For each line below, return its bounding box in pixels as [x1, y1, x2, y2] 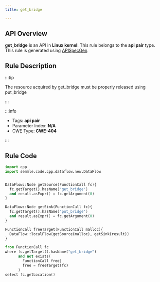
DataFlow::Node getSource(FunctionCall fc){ [5, 182, 97, 187]
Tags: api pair [12, 118, 40, 123]
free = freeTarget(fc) [22, 263, 69, 268]
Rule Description [5, 61, 57, 70]
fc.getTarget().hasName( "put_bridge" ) [9, 209, 89, 214]
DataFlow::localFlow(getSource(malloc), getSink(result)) [9, 231, 130, 237]
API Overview [5, 30, 48, 38]
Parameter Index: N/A [12, 123, 56, 129]
